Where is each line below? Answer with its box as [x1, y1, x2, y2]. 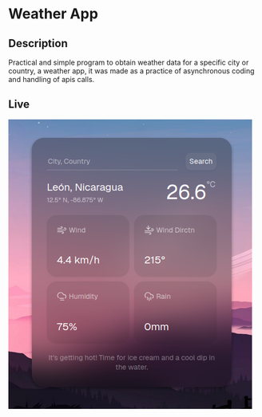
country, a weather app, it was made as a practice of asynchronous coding [8, 66, 255, 76]
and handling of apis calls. [8, 75, 95, 84]
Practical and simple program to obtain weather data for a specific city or [8, 57, 249, 67]
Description [8, 37, 68, 50]
